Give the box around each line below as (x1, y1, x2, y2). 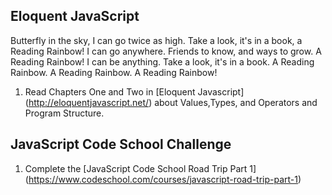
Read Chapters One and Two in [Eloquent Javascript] (24, 85, 245, 98)
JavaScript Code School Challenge (10, 136, 232, 153)
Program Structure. (24, 107, 105, 119)
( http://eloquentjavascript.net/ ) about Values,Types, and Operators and (24, 96, 318, 108)
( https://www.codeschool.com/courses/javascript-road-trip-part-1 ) (24, 173, 302, 185)
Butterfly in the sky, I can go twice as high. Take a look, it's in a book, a (10, 34, 303, 46)
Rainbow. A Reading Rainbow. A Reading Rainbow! (10, 66, 218, 78)
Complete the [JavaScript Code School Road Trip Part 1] (24, 162, 257, 174)
